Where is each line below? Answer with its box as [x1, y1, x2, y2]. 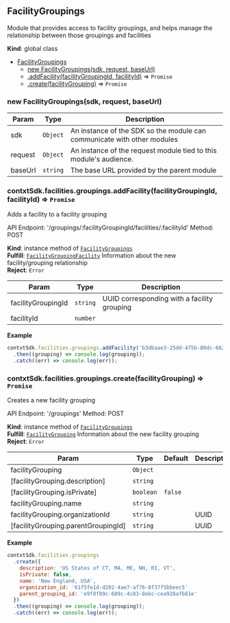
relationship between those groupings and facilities [7, 31, 152, 39]
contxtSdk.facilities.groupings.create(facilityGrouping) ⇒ [7, 374, 204, 383]
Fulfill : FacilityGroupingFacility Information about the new [7, 251, 177, 260]
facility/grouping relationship [7, 259, 88, 267]
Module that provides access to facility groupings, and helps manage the [7, 23, 213, 32]
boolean [132, 488, 157, 497]
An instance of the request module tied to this [70, 146, 217, 155]
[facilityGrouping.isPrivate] [10, 488, 97, 497]
